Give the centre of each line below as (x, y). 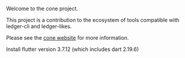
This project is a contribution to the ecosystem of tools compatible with (93, 20)
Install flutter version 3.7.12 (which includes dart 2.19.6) (72, 49)
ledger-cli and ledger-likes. (39, 26)
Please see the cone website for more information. (67, 38)
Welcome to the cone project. (42, 9)
